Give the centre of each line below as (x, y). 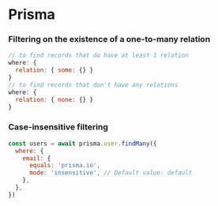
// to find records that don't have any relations (93, 84)
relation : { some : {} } (54, 70)
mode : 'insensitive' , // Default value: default (111, 173)
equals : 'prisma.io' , (65, 166)
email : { (37, 158)
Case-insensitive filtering (58, 127)
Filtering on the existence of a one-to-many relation (109, 39)
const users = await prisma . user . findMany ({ (83, 144)
